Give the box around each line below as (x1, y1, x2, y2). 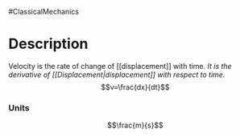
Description (8, 35, 89, 53)
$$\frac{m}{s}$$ (107, 120, 163, 131)
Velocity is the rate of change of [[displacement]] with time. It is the (8, 61, 232, 71)
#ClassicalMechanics (8, 7, 79, 16)
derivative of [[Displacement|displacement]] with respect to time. (8, 70, 226, 79)
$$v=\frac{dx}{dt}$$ (100, 82, 171, 91)
